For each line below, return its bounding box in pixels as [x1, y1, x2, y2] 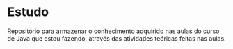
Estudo [7, 4, 49, 20]
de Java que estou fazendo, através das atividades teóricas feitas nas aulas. [7, 34, 226, 42]
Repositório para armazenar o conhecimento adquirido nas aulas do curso [7, 27, 220, 35]
